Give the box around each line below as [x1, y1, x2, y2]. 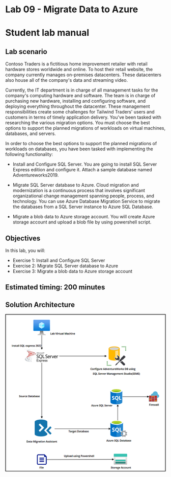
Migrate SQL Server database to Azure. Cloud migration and [12, 182, 139, 188]
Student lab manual [5, 27, 90, 39]
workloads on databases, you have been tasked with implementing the [5, 146, 154, 152]
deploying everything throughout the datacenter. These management [5, 103, 150, 109]
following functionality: [5, 151, 53, 157]
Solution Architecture [5, 300, 75, 309]
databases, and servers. [5, 130, 56, 137]
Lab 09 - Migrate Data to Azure [5, 4, 138, 15]
